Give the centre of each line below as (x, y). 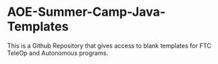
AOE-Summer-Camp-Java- (87, 12)
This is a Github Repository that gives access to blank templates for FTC (109, 45)
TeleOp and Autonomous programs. (58, 53)
